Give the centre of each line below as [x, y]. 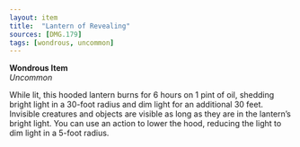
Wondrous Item [39, 68]
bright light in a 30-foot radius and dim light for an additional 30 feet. [136, 105]
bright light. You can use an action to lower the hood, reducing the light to [146, 124]
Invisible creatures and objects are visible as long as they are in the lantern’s [150, 114]
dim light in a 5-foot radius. [59, 133]
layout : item [34, 17]
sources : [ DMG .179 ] [46, 34]
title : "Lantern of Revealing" [70, 26]
